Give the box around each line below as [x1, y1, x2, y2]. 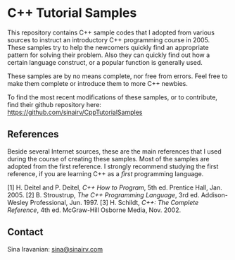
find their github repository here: [7, 100, 102, 109]
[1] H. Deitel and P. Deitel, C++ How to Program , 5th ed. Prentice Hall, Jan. [7, 183, 223, 192]
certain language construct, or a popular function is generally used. [7, 58, 203, 66]
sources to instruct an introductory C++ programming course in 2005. [7, 35, 210, 44]
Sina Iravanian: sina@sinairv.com [7, 244, 103, 253]
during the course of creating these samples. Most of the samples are [7, 154, 210, 163]
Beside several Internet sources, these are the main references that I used [7, 147, 222, 156]
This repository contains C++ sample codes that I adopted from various [7, 28, 215, 37]
